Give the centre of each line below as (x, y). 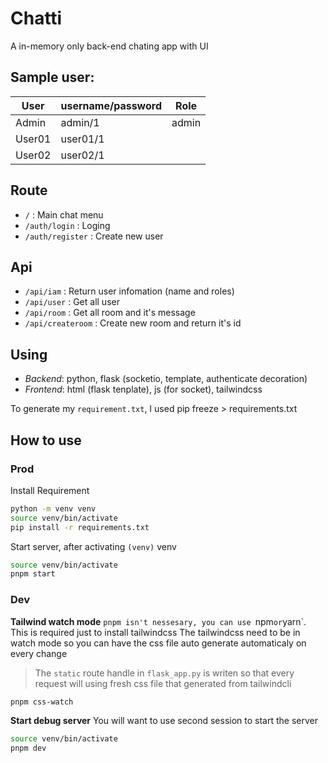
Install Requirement (50, 490)
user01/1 (82, 139)
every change (39, 653)
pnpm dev (28, 748)
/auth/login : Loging (67, 225)
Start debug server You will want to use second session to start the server (164, 721)
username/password (111, 105)
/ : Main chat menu (64, 214)
